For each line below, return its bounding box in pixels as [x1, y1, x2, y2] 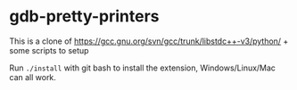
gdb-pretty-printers [9, 6, 160, 27]
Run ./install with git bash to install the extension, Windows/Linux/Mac [9, 62, 276, 73]
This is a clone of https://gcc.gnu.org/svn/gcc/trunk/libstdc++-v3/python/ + [9, 36, 289, 46]
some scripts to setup [9, 45, 89, 55]
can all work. [9, 71, 56, 82]
